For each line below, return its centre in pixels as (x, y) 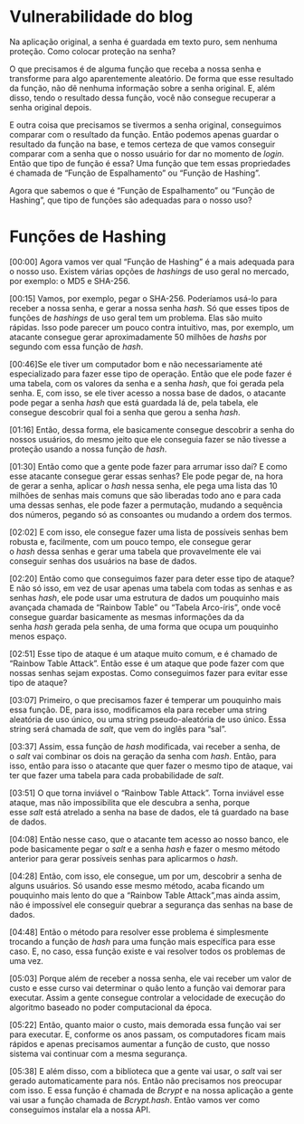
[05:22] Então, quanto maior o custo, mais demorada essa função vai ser (145, 1024)
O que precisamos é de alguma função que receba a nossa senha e (135, 69)
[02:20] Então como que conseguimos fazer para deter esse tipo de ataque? (152, 578)
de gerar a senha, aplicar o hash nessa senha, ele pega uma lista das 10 (143, 485)
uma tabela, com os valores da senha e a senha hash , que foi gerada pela (147, 383)
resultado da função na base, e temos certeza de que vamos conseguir (142, 144)
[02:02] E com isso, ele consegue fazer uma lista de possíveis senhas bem (149, 532)
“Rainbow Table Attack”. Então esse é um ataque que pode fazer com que (147, 663)
